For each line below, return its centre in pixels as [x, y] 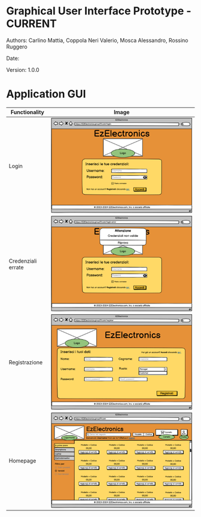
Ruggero [17, 47]
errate [16, 267]
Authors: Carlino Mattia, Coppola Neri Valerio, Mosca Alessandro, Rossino [97, 40]
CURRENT [32, 24]
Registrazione [26, 363]
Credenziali [23, 261]
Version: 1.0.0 [23, 69]
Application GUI [46, 94]
